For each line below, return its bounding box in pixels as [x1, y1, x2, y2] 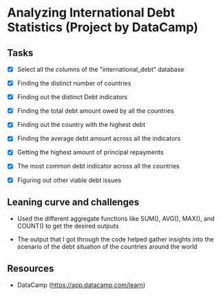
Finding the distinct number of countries [17, 79, 131, 88]
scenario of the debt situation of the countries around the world [17, 243, 198, 251]
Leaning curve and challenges [7, 196, 140, 208]
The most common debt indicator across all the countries [17, 162, 180, 170]
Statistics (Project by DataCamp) [7, 19, 198, 35]
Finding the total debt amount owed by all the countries [17, 107, 174, 115]
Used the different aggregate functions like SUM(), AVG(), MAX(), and [17, 215, 215, 223]
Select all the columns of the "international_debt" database [17, 66, 185, 73]
